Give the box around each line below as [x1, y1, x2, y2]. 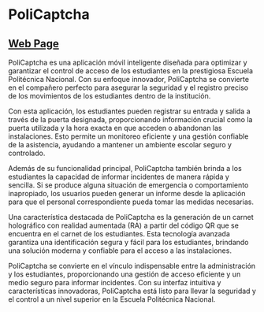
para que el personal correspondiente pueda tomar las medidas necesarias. [8, 197, 255, 206]
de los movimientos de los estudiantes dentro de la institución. [8, 91, 211, 100]
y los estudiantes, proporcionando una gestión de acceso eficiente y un [8, 269, 241, 279]
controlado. [8, 148, 46, 158]
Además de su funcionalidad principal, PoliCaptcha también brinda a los [8, 164, 242, 173]
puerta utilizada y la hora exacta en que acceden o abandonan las [8, 124, 222, 132]
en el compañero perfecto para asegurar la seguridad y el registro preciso [8, 83, 249, 92]
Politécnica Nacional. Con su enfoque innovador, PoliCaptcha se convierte [8, 75, 250, 84]
